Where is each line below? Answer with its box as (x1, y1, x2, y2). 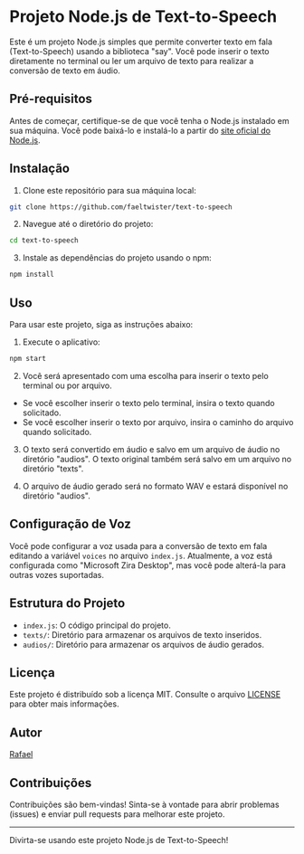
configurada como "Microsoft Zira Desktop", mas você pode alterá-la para (9, 559, 287, 571)
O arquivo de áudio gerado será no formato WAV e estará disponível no (22, 480, 289, 491)
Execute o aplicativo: (22, 337, 101, 347)
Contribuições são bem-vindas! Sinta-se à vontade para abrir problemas (9, 799, 280, 810)
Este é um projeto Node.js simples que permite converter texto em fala (9, 36, 273, 47)
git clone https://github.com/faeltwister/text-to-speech (9, 202, 233, 212)
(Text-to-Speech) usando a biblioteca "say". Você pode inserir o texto (9, 45, 270, 56)
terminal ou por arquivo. (22, 380, 112, 391)
